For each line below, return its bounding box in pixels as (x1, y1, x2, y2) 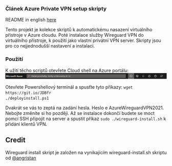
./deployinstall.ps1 (5, 96, 50, 101)
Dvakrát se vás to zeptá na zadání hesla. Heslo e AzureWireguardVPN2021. (5, 105, 164, 111)
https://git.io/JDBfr (5, 90, 52, 96)
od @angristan (5, 155, 37, 161)
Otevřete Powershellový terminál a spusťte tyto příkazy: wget (5, 84, 133, 90)
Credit (5, 136, 26, 145)
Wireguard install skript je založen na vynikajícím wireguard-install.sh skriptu (5, 149, 167, 155)
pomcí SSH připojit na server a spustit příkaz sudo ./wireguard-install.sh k (5, 115, 166, 122)
